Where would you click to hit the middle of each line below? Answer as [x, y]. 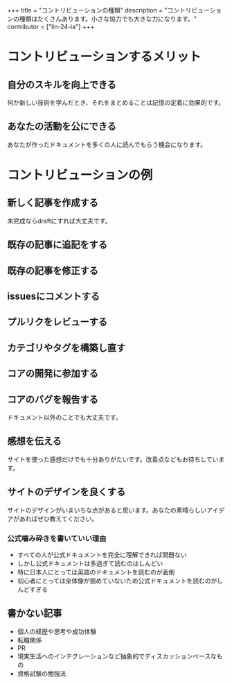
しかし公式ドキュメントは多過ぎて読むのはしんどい [90, 563]
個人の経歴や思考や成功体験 [57, 631]
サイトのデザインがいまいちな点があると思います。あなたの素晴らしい [107, 510]
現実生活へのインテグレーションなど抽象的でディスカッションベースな [117, 656]
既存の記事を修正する [53, 270]
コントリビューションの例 [80, 175]
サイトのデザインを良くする [66, 492]
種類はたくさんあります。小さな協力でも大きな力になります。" [108, 19]
